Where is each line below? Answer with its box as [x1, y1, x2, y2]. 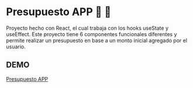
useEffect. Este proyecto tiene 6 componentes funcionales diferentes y [6, 30, 177, 37]
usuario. [6, 43, 26, 50]
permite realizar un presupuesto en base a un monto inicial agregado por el [6, 37, 188, 44]
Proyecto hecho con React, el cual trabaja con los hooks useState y [6, 24, 168, 31]
